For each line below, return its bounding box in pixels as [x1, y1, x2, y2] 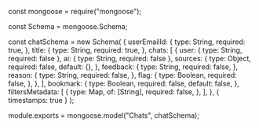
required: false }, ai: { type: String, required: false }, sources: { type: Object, [8, 54, 251, 63]
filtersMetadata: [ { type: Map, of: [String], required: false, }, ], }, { [8, 87, 220, 97]
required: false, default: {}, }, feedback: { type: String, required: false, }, [8, 62, 239, 71]
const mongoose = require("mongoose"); [8, 7, 142, 16]
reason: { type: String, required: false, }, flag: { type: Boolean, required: [8, 71, 237, 79]
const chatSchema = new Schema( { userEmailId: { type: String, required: [8, 37, 246, 46]
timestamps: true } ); [8, 96, 75, 104]
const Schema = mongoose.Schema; [8, 22, 128, 31]
